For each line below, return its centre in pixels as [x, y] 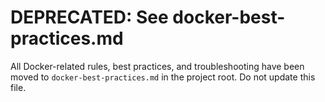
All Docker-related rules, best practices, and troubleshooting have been [157, 66]
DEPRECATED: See [89, 17]
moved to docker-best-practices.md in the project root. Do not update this [163, 77]
